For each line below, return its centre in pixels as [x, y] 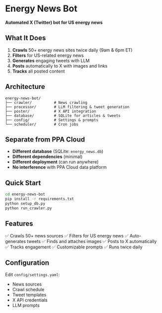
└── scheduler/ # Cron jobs [42, 124]
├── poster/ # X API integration [51, 111]
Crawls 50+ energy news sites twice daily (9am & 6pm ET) [72, 50]
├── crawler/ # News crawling [46, 102]
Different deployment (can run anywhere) [55, 162]
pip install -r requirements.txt [40, 199]
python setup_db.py [25, 203]
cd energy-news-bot [25, 194]
